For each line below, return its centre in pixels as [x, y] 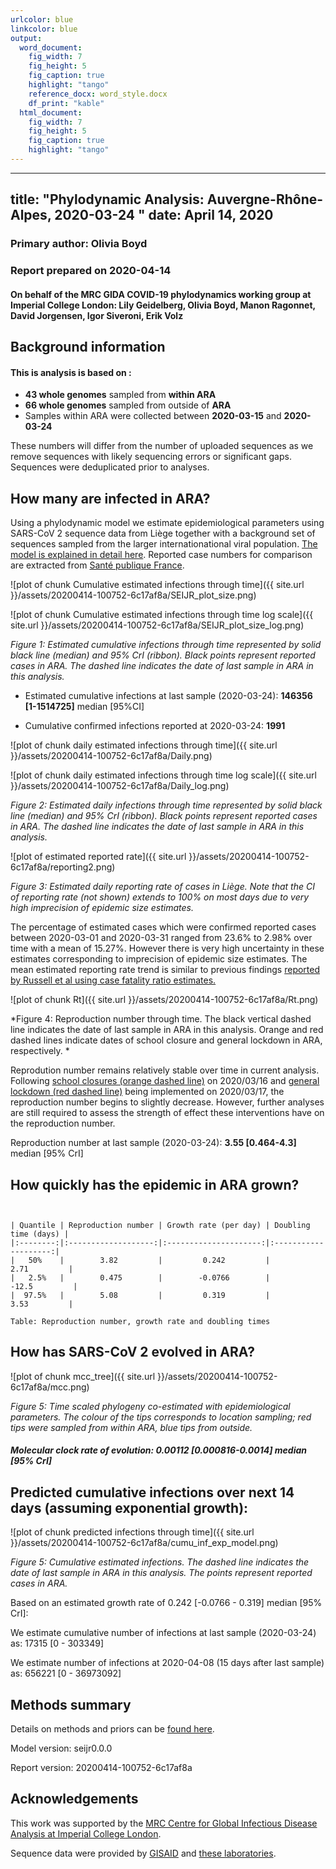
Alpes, [31, 215]
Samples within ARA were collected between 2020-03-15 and [153, 416]
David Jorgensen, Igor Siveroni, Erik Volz [97, 315]
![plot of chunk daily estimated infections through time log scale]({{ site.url [163, 775]
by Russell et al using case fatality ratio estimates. [113, 980]
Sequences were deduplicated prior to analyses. [110, 467]
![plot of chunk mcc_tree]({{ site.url [83, 1376]
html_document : [51, 112]
